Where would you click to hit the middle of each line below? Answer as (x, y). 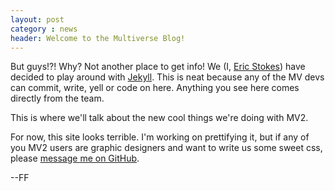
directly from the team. (57, 98)
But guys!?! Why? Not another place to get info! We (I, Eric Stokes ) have (158, 67)
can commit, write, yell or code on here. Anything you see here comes (155, 88)
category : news (44, 29)
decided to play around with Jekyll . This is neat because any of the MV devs (167, 77)
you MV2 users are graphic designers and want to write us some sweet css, (166, 148)
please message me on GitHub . (75, 158)
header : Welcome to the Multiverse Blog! (98, 38)
